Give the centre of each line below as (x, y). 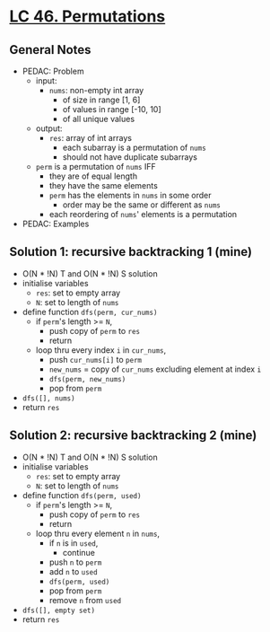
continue (79, 552)
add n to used (73, 571)
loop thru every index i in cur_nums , (101, 350)
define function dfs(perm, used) (82, 495)
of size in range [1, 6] (101, 100)
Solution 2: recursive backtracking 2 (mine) (133, 436)
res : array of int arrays (91, 138)
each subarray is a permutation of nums (134, 147)
